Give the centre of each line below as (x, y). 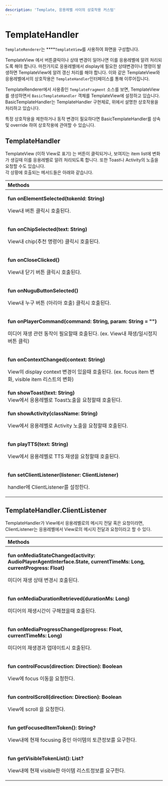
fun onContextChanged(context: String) (56, 360)
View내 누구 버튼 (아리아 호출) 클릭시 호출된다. (59, 303)
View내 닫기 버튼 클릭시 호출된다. (44, 272)
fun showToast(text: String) (41, 393)
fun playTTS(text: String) (38, 444)
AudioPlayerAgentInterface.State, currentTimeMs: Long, (76, 562)
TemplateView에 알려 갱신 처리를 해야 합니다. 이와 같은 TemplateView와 (89, 72)
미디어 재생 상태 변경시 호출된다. (43, 580)
